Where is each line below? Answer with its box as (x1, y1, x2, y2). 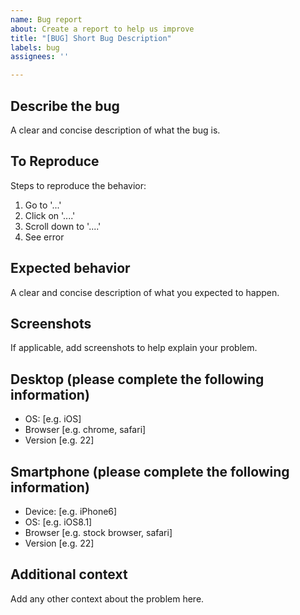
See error (24, 231, 65, 243)
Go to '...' (24, 199, 62, 211)
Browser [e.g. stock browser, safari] (24, 527, 173, 538)
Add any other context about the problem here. (10, 592, 205, 605)
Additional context (10, 566, 128, 583)
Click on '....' (24, 209, 76, 221)
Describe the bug (10, 97, 120, 115)
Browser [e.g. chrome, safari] (24, 424, 147, 436)
